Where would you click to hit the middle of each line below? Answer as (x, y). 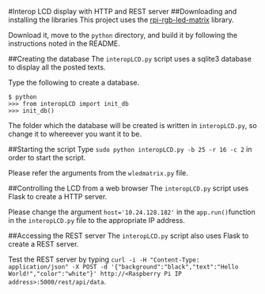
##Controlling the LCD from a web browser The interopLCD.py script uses (129, 188)
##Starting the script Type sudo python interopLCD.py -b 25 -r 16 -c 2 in (130, 149)
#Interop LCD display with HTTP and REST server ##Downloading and (123, 11)
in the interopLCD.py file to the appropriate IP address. (97, 220)
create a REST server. (44, 244)
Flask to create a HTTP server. (58, 196)
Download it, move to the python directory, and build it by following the (123, 35)
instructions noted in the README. (64, 43)
